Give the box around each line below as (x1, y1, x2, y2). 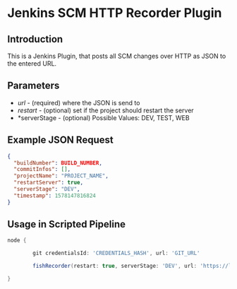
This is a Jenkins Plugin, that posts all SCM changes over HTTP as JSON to (7, 52, 226, 60)
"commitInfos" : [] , (13, 166, 71, 173)
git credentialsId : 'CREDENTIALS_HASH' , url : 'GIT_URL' (32, 249, 200, 257)
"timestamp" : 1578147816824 (13, 192, 97, 199)
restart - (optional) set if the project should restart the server (17, 106, 194, 114)
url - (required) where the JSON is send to (17, 98, 140, 107)
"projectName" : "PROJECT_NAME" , (13, 172, 109, 179)
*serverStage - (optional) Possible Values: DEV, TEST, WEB (17, 113, 190, 122)
